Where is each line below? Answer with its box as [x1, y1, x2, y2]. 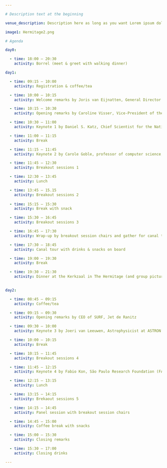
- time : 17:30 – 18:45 [9, 242, 57, 247]
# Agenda [5, 38, 23, 44]
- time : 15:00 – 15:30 [9, 433, 57, 438]
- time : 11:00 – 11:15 [9, 133, 57, 138]
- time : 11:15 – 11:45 [9, 147, 57, 152]
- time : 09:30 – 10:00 [9, 324, 57, 329]
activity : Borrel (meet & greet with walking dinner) [14, 61, 128, 66]
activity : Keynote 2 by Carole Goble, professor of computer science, [14, 152, 164, 156]
